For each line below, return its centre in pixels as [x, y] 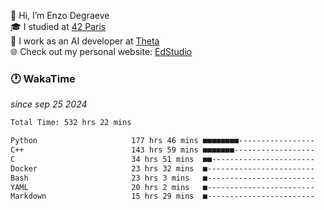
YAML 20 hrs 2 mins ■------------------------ [162, 187]
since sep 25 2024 [49, 104]
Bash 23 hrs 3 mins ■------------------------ [162, 178]
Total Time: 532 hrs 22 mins [71, 123]
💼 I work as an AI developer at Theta [85, 41]
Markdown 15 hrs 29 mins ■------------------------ [162, 196]
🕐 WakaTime [43, 78]
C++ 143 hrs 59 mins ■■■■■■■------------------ [162, 150]
